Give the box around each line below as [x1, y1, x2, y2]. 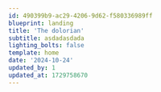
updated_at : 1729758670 [8, 71, 89, 79]
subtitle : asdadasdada [8, 34, 85, 42]
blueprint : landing [8, 19, 74, 27]
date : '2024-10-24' [8, 57, 74, 65]
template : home [8, 49, 60, 57]
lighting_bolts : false [8, 42, 85, 50]
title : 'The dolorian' [8, 26, 85, 34]
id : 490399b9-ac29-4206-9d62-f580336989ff [8, 11, 153, 20]
